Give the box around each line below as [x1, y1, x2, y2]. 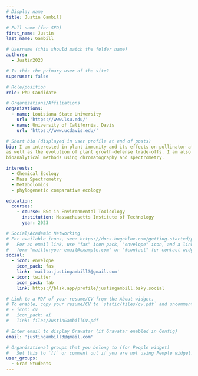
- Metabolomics [11, 182, 49, 187]
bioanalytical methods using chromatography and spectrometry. [6, 154, 165, 161]
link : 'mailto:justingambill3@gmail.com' [16, 269, 120, 275]
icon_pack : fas [16, 263, 54, 269]
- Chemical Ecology [11, 171, 60, 177]
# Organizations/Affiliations [6, 100, 81, 106]
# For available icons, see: [6, 236, 78, 242]
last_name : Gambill [6, 36, 54, 42]
